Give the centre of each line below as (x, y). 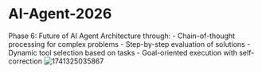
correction (25, 61)
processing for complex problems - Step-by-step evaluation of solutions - (129, 44)
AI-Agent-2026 (60, 14)
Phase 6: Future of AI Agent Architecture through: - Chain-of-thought (122, 36)
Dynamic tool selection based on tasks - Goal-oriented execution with (123, 52)
